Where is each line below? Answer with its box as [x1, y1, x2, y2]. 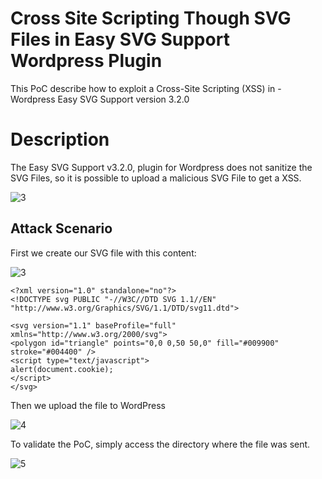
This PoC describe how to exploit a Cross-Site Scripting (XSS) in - [10, 82, 282, 94]
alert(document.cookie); [10, 364, 114, 374]
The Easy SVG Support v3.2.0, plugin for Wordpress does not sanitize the [10, 161, 313, 173]
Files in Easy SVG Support [10, 28, 230, 51]
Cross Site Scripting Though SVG [10, 7, 292, 30]
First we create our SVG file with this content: [10, 247, 197, 259]
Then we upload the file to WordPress [10, 399, 166, 411]
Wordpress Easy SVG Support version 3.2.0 [10, 93, 190, 105]
